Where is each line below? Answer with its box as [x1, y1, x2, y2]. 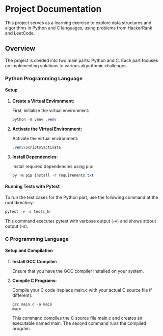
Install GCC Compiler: [12, 258, 57, 264]
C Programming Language [5, 235, 69, 242]
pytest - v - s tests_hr [5, 209, 52, 214]
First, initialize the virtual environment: [12, 107, 90, 113]
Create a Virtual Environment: [12, 98, 75, 104]
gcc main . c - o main [12, 302, 53, 307]
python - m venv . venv [12, 117, 57, 122]
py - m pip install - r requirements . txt [12, 173, 94, 178]
